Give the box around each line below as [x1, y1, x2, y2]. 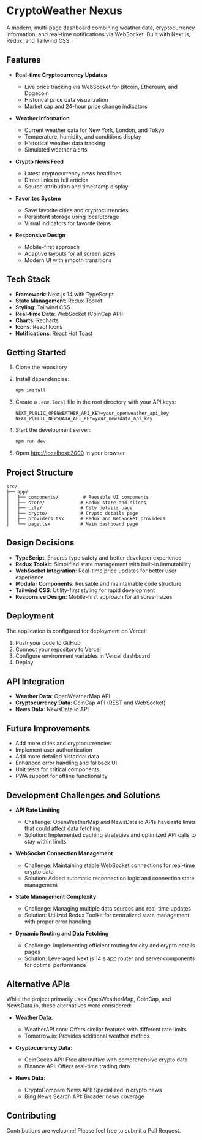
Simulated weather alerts [24, 145, 88, 153]
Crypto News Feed [15, 158, 64, 165]
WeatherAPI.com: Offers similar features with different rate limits [24, 1025, 187, 1033]
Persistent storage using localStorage [24, 213, 119, 220]
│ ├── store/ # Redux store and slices [6, 499, 147, 506]
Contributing [6, 1111, 56, 1121]
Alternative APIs [6, 979, 70, 990]
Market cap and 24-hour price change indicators [24, 102, 148, 110]
